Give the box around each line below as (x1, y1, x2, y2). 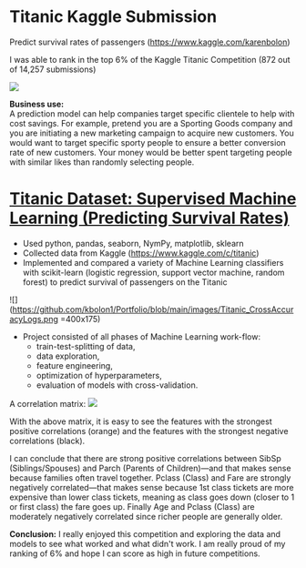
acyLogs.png (9, 313, 59, 324)
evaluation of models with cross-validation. (36, 380, 199, 390)
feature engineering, (36, 360, 114, 370)
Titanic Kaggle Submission (9, 6, 217, 27)
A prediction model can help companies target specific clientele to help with (9, 107, 295, 119)
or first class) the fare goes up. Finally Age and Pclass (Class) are (9, 501, 255, 512)
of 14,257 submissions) (9, 64, 97, 75)
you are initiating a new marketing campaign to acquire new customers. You (9, 127, 294, 138)
